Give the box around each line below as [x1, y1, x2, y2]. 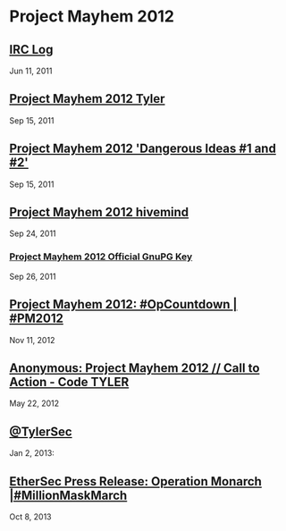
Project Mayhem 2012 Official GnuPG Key [9, 250, 193, 263]
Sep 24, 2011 [9, 228, 56, 239]
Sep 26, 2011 [9, 271, 56, 282]
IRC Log [9, 42, 54, 57]
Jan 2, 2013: [9, 448, 55, 459]
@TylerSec [9, 424, 73, 439]
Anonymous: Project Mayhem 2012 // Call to [9, 360, 260, 375]
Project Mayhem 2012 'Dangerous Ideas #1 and [9, 141, 277, 156]
